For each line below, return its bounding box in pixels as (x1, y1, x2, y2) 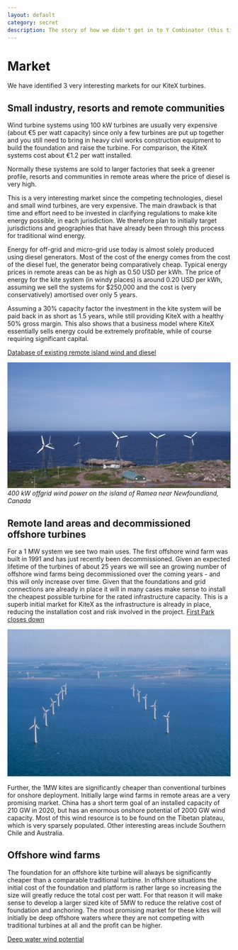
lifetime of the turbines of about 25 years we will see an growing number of (7, 562, 227, 571)
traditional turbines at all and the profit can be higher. (7, 921, 163, 929)
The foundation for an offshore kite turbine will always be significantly (7, 868, 211, 877)
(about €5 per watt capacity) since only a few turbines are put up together (7, 129, 225, 137)
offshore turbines (7, 528, 86, 540)
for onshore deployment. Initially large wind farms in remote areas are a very (7, 791, 230, 799)
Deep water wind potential (7, 934, 84, 943)
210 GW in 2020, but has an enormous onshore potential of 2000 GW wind (7, 806, 225, 814)
